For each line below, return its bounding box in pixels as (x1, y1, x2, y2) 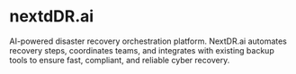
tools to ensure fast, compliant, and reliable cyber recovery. (9, 54, 230, 65)
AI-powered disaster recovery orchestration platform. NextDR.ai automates (9, 36, 288, 46)
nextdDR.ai (9, 6, 94, 27)
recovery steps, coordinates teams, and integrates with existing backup (9, 45, 274, 55)
